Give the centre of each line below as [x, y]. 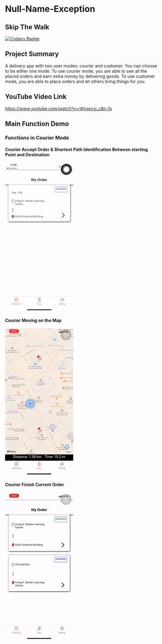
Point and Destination [27, 154]
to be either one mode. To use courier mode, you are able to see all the [76, 71]
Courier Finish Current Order [35, 484]
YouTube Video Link [36, 97]
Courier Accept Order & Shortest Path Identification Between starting [77, 149]
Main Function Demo [37, 124]
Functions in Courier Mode [37, 138]
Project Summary [32, 54]
